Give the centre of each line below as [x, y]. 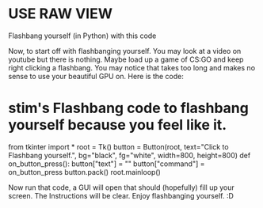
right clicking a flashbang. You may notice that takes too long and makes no [132, 67]
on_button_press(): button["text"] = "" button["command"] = [107, 164]
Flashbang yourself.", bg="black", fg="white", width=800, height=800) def [130, 155]
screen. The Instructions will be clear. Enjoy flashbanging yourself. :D [121, 195]
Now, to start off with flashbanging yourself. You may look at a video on [125, 51]
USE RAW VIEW [61, 14]
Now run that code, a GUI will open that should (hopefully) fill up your [122, 187]
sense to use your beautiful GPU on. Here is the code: [96, 76]
